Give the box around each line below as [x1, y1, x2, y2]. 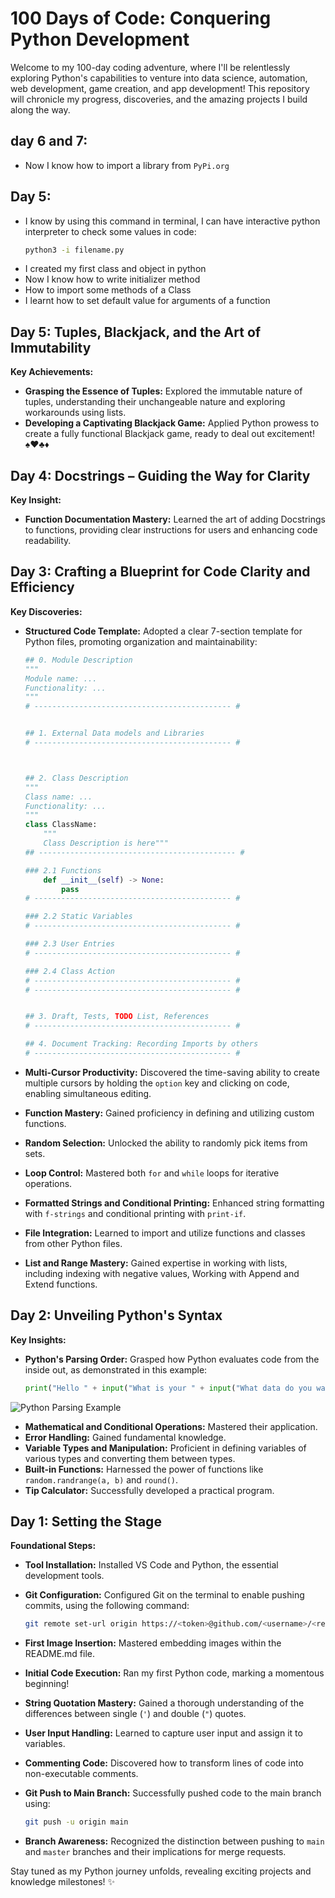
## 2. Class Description [24, 773, 129, 783]
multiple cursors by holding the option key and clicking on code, [24, 1077, 290, 1089]
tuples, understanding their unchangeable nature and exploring [24, 396, 286, 408]
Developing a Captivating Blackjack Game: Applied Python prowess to [24, 417, 320, 429]
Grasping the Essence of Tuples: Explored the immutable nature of [24, 385, 303, 397]
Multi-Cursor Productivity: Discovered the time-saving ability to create [24, 1066, 320, 1078]
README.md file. [24, 1648, 96, 1660]
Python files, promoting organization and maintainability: [24, 635, 258, 647]
